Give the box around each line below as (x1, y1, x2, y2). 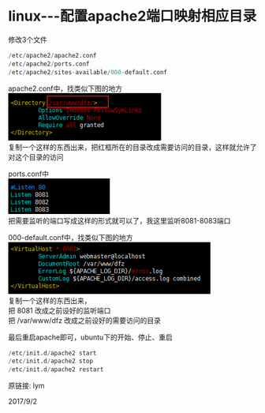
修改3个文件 (8, 35, 47, 44)
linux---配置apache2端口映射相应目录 (8, 7, 257, 25)
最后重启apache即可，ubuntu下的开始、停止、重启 (8, 332, 174, 342)
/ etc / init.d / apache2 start (8, 349, 97, 357)
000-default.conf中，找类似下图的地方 (8, 232, 133, 242)
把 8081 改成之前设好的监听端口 (8, 306, 111, 315)
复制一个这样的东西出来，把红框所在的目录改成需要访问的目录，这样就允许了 (8, 142, 257, 152)
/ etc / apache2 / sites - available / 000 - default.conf (8, 68, 168, 76)
